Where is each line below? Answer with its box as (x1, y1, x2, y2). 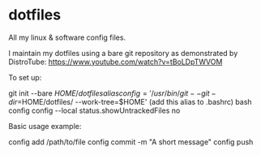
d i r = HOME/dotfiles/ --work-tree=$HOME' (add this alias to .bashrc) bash (8, 97, 253, 106)
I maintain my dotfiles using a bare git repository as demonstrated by (8, 48, 238, 58)
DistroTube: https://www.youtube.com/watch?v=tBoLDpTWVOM (8, 57, 223, 67)
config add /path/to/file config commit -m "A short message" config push (8, 136, 254, 147)
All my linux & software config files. (8, 32, 126, 42)
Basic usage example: (8, 121, 82, 131)
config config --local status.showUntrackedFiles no (8, 105, 181, 115)
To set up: (8, 72, 42, 82)
